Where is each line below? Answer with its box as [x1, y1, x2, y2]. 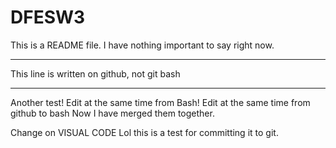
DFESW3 [10, 6, 86, 29]
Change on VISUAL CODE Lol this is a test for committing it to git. [10, 126, 279, 138]
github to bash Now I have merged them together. [10, 107, 215, 119]
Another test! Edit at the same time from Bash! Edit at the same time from [10, 96, 311, 108]
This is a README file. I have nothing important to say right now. [10, 39, 275, 51]
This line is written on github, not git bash [10, 67, 181, 80]
